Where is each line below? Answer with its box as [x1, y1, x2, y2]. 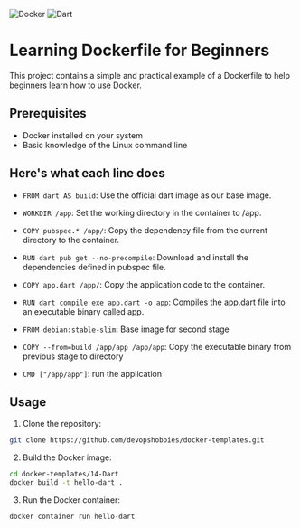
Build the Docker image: [22, 452, 113, 463]
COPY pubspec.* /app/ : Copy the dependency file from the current [22, 224, 268, 235]
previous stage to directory [22, 351, 124, 362]
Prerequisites [9, 106, 87, 121]
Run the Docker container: [22, 495, 120, 505]
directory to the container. [22, 234, 120, 245]
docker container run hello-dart [9, 512, 136, 521]
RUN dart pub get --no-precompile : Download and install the [22, 251, 249, 262]
